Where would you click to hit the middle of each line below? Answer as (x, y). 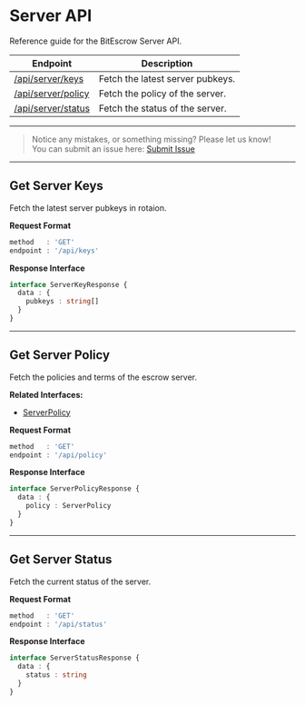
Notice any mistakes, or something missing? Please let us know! (151, 139)
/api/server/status (52, 108)
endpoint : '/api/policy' (58, 455)
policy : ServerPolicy (69, 506)
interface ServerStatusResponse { (75, 658)
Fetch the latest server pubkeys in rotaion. (88, 208)
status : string (57, 675)
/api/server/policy (52, 94)
